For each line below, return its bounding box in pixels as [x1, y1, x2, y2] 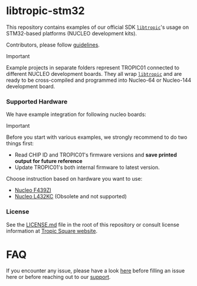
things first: [6, 140, 34, 147]
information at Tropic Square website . [6, 227, 98, 234]
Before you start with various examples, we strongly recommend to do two [6, 134, 188, 141]
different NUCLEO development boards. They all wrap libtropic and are [6, 70, 182, 77]
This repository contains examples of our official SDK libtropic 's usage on [6, 24, 189, 31]
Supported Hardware [6, 97, 68, 105]
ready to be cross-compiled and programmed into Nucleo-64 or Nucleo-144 [6, 77, 192, 84]
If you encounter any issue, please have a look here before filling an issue [6, 267, 185, 274]
